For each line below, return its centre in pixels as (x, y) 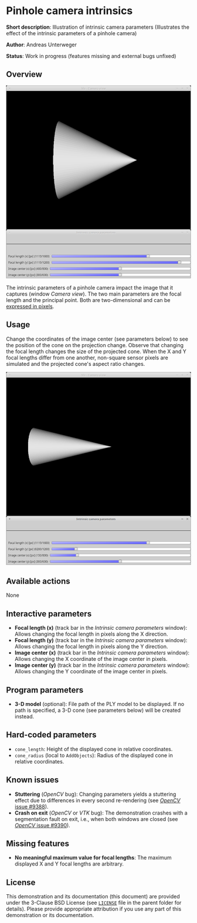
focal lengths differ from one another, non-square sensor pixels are (87, 357)
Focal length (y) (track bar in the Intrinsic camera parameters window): (101, 640)
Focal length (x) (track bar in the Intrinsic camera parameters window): (101, 628)
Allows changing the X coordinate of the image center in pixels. (91, 659)
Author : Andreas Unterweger (42, 45)
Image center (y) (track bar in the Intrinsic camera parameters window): (102, 665)
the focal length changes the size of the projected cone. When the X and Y (96, 351)
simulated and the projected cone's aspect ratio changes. (76, 364)
